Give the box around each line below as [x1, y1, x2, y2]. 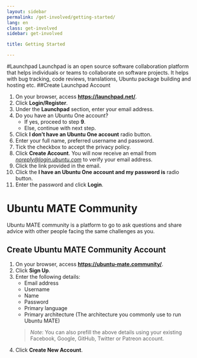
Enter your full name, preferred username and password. [15, 137, 154, 144]
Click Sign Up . [15, 267, 51, 274]
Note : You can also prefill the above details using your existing [30, 328, 182, 336]
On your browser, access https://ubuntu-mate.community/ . [15, 260, 164, 267]
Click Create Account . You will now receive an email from [15, 150, 156, 157]
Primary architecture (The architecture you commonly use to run [24, 311, 182, 318]
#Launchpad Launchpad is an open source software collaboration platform [7, 63, 189, 70]
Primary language [24, 304, 67, 311]
